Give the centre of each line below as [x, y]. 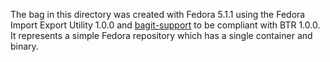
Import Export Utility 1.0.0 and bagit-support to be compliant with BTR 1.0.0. [165, 25]
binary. [24, 46]
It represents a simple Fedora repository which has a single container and [161, 35]
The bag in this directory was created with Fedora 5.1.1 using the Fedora [158, 14]
